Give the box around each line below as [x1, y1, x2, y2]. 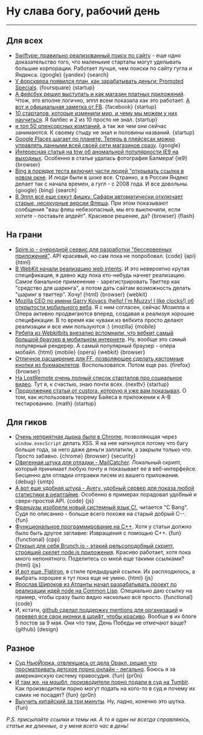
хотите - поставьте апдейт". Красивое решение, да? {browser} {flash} [14, 212, 195, 219]
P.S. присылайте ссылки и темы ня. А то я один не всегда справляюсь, [6, 716, 191, 723]
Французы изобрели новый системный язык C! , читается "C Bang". [14, 504, 188, 511]
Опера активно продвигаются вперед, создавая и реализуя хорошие [14, 310, 195, 317]
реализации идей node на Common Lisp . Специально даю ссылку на [14, 587, 192, 594]
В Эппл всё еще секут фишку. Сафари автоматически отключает [14, 193, 183, 200]
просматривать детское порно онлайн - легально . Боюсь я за [14, 666, 176, 673]
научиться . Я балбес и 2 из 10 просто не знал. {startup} [14, 116, 158, 123]
